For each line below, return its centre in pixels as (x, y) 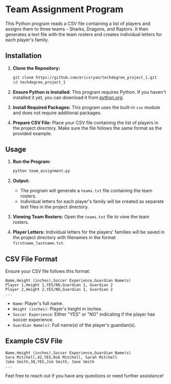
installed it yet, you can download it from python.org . (68, 97)
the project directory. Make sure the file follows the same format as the (87, 128)
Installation (23, 56)
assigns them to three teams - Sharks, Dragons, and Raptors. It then (77, 29)
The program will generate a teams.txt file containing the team (86, 191)
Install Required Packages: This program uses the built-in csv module (86, 107)
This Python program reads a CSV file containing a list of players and (78, 23)
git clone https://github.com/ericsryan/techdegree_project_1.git (85, 78)
